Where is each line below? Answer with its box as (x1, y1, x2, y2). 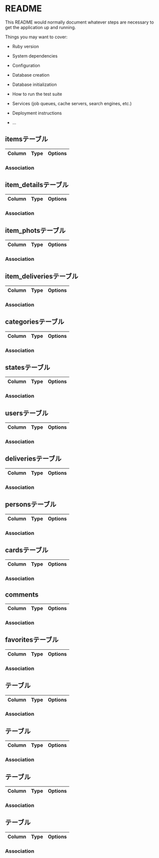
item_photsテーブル (5, 226, 66, 235)
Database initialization (12, 82, 57, 87)
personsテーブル (5, 500, 56, 509)
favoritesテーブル (5, 636, 59, 644)
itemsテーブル (5, 135, 48, 143)
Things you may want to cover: (5, 34, 68, 40)
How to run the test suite (12, 91, 62, 97)
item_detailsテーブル (5, 181, 69, 189)
